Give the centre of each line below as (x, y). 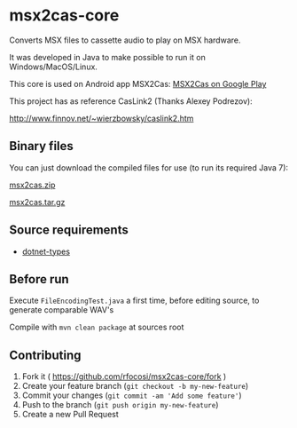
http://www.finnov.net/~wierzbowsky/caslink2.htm (102, 118)
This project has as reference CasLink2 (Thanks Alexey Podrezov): (131, 101)
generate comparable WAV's (62, 310)
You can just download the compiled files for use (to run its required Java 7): (149, 167)
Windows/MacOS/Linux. (53, 67)
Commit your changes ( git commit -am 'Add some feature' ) (132, 395)
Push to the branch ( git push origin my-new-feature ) (120, 405)
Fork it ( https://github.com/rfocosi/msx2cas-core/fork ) (124, 376)
